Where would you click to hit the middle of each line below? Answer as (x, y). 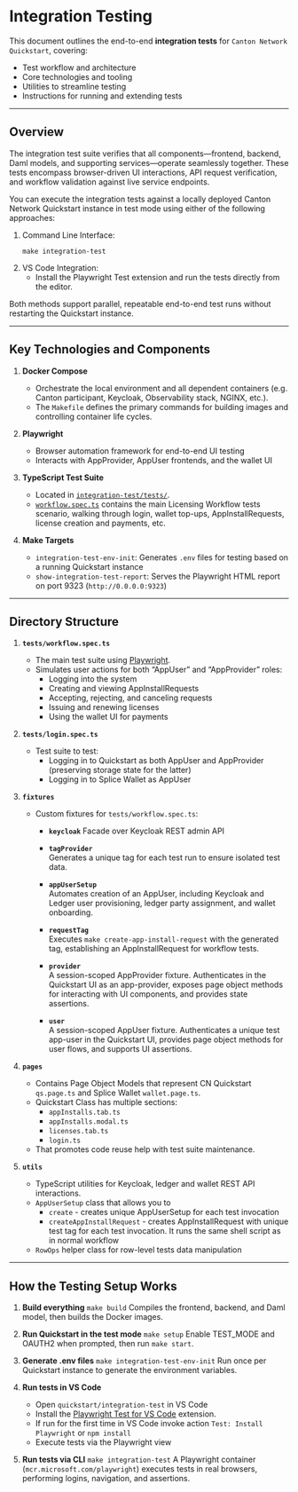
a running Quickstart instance (89, 566)
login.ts (65, 1141)
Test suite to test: (67, 751)
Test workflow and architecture (79, 67)
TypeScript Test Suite (63, 478)
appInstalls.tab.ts (85, 1113)
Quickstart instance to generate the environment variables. (129, 1370)
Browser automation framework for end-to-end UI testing (140, 451)
